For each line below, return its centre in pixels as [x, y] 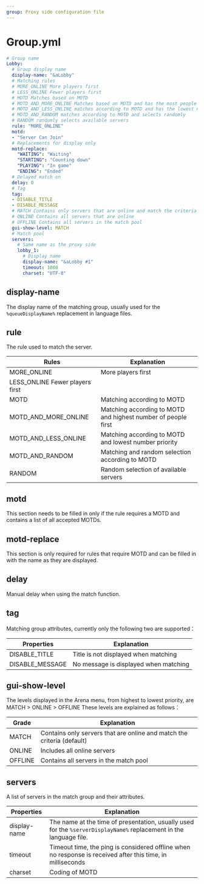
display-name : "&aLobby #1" [58, 262]
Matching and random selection [146, 452]
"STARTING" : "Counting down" [54, 160]
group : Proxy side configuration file [55, 12]
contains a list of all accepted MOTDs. [54, 520]
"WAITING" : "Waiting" [44, 155]
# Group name [23, 58]
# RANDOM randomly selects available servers [70, 120]
